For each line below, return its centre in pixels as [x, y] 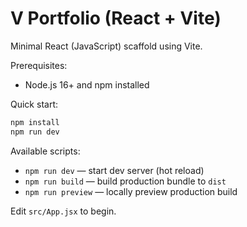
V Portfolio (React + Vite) [116, 18]
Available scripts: [45, 151]
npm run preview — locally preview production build [131, 191]
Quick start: [34, 104]
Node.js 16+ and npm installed [87, 84]
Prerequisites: [39, 65]
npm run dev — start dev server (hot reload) [114, 170]
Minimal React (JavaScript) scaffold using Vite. [106, 46]
